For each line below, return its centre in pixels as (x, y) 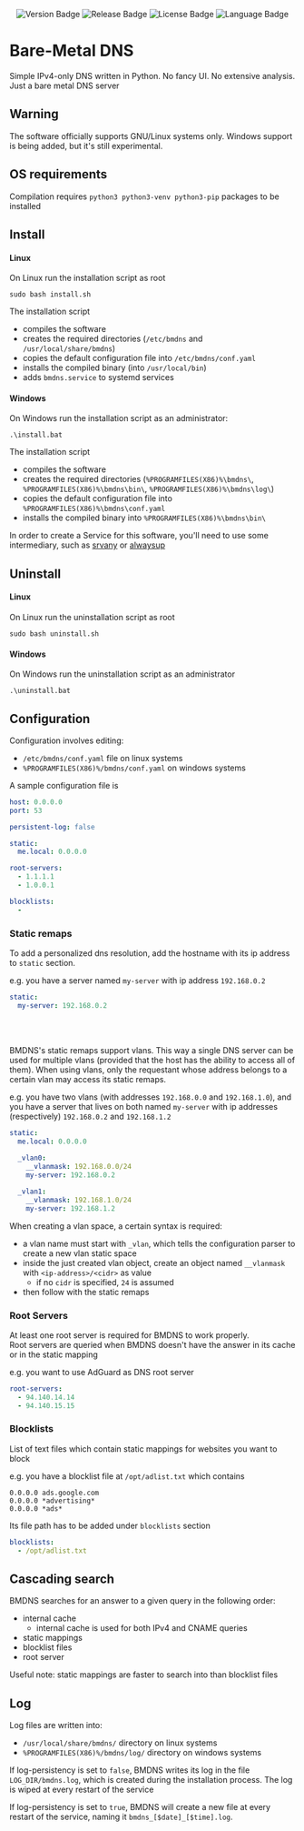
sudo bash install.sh (50, 295)
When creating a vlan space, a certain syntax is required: (116, 1226)
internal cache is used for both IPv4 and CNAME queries (142, 1628)
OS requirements (59, 174)
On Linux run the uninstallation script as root (92, 617)
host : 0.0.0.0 (36, 802)
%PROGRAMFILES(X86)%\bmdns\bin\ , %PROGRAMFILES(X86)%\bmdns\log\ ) (148, 489)
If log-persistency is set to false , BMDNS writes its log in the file (130, 1770)
